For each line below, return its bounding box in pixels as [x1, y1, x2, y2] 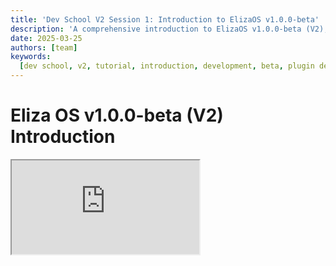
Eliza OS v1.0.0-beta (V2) [10, 104, 224, 127]
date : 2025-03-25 [10, 33, 83, 43]
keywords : [10, 52, 52, 62]
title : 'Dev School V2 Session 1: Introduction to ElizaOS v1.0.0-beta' [10, 14, 320, 25]
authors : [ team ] [10, 42, 78, 53]
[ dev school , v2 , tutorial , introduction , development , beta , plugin [19, 61, 315, 71]
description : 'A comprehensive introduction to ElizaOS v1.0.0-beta [10, 24, 302, 34]
